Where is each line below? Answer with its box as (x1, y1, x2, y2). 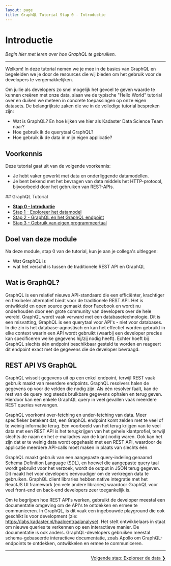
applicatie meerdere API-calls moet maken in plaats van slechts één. (5, 444, 149, 450)
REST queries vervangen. (5, 402, 59, 408)
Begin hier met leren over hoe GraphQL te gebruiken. (5, 51, 116, 57)
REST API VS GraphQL (5, 361, 77, 370)
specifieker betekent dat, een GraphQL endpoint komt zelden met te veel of (5, 417, 164, 423)
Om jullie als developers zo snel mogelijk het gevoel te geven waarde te (5, 86, 155, 93)
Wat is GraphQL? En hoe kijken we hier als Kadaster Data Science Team (12, 118, 163, 124)
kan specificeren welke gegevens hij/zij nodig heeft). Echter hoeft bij (5, 335, 149, 342)
